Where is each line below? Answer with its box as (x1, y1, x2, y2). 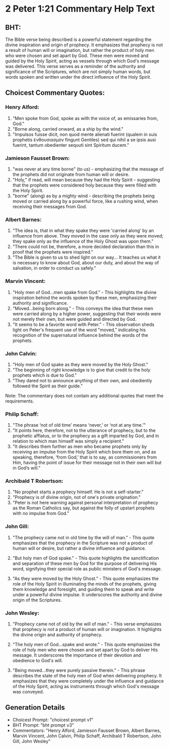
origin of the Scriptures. (12, 597, 62, 603)
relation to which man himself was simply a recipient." (12, 438, 124, 444)
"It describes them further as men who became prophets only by (12, 443, 147, 449)
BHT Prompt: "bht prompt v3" (12, 722, 74, 728)
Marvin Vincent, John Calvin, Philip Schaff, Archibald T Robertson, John (12, 732, 162, 739)
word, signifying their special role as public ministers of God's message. (12, 565, 162, 571)
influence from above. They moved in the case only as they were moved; (12, 233, 163, 239)
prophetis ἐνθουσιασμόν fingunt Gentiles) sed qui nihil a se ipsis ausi (12, 137, 156, 143)
